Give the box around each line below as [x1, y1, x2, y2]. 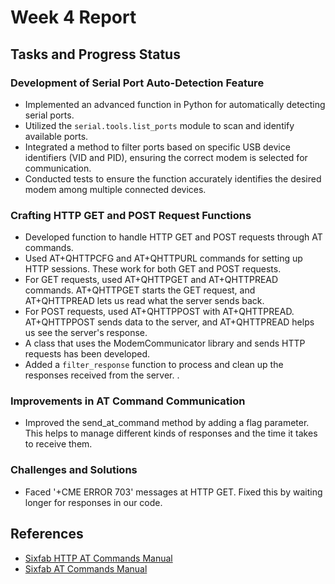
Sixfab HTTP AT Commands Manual [24, 552, 173, 564]
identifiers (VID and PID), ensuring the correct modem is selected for [24, 151, 308, 163]
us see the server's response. [24, 327, 148, 339]
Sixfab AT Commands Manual [24, 562, 148, 575]
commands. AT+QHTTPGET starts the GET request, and [24, 284, 256, 296]
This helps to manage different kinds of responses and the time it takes [24, 427, 318, 440]
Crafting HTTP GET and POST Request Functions [10, 208, 252, 222]
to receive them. [24, 438, 93, 450]
